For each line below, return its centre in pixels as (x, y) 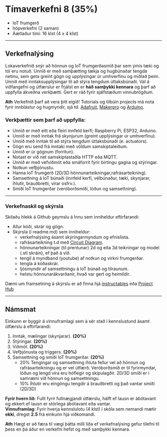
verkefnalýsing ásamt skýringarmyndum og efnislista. (75, 237)
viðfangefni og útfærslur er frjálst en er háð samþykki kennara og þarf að (81, 87)
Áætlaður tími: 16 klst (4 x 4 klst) (45, 33)
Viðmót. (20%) (28, 347)
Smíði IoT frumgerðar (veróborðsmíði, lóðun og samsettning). (75, 189)
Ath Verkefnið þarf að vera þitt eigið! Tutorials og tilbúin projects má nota (80, 102)
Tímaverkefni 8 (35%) (51, 9)
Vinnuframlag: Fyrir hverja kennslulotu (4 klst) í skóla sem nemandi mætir (81, 409)
